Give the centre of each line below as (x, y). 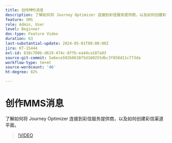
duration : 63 (19, 39)
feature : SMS (19, 19)
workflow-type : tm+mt (28, 63)
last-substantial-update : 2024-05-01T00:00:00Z (57, 44)
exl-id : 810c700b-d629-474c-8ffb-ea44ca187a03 (56, 53)
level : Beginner (23, 29)
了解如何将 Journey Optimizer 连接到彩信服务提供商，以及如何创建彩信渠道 (84, 118)
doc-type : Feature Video (32, 34)
